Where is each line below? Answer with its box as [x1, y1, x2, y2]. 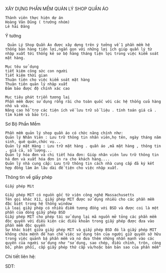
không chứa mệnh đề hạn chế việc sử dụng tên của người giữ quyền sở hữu [5, 232, 162, 237]
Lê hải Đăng [5, 24, 30, 29]
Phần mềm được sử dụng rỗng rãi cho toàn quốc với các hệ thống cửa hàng [5, 99, 162, 104]
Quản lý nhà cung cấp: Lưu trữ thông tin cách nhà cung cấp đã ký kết [5, 161, 155, 166]
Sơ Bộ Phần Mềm [5, 121, 41, 127]
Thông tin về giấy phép [5, 174, 53, 180]
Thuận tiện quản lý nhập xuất [5, 82, 68, 87]
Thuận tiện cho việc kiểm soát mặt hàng [5, 77, 90, 82]
